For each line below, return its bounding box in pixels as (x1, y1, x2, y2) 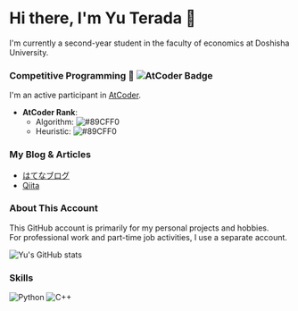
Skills (9, 272, 34, 284)
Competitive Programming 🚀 (9, 69, 135, 81)
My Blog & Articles (9, 148, 92, 161)
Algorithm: (35, 116, 74, 128)
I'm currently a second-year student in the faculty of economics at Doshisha (9, 38, 290, 48)
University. (9, 46, 49, 57)
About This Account (9, 202, 98, 214)
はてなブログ (21, 170, 70, 181)
